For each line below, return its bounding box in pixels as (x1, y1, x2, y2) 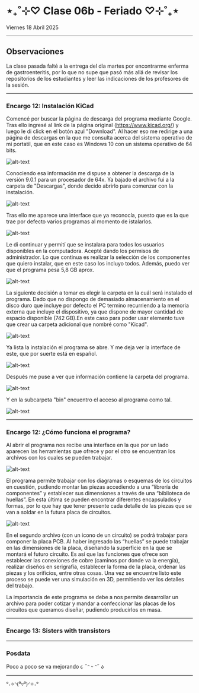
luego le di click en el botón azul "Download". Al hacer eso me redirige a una (6, 128, 193, 135)
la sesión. (6, 81, 30, 88)
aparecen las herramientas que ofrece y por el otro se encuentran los (6, 448, 176, 455)
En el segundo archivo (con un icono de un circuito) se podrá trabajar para (6, 531, 188, 539)
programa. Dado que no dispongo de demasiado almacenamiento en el (6, 296, 179, 303)
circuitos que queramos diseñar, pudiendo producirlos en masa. (6, 606, 162, 613)
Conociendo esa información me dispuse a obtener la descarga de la (6, 170, 175, 177)
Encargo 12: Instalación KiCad (6, 102, 94, 110)
